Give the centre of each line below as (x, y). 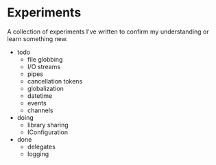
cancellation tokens (55, 81)
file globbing (45, 59)
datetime (40, 96)
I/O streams (44, 66)
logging (38, 154)
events (37, 103)
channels (40, 110)
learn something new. (38, 38)
